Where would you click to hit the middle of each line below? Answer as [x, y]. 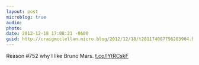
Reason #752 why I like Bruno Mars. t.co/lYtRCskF [68, 56]
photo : [14, 28]
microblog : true [26, 17]
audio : [14, 22]
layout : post [22, 12]
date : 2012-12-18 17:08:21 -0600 [47, 34]
